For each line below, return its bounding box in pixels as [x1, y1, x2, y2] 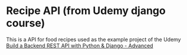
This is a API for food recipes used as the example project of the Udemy [6, 36, 181, 43]
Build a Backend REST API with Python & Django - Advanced [6, 42, 153, 49]
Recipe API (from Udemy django [6, 4, 166, 18]
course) [6, 16, 45, 30]
